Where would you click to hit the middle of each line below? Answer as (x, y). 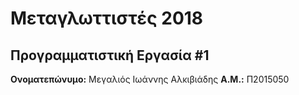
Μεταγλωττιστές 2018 (107, 18)
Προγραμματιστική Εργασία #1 (110, 55)
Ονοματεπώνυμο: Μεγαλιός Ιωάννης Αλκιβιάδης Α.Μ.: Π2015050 (150, 79)
